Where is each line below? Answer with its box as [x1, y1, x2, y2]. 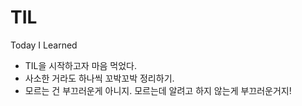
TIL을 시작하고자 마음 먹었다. [24, 59, 138, 71]
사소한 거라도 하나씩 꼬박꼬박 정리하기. [24, 72, 175, 84]
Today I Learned [10, 39, 78, 51]
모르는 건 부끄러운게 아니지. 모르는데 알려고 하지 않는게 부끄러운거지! [24, 84, 292, 96]
